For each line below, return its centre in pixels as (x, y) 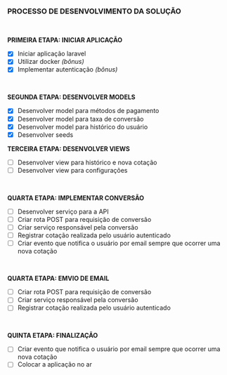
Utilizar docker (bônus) (51, 62)
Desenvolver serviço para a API (63, 211)
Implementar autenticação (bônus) (67, 70)
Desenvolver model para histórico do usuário (83, 126)
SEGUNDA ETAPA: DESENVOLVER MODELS (71, 97)
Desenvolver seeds (45, 134)
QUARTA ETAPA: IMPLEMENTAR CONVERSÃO (76, 198)
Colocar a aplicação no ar (55, 364)
